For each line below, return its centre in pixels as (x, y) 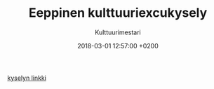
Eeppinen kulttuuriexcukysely (118, 13)
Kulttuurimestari (118, 32)
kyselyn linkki (27, 78)
